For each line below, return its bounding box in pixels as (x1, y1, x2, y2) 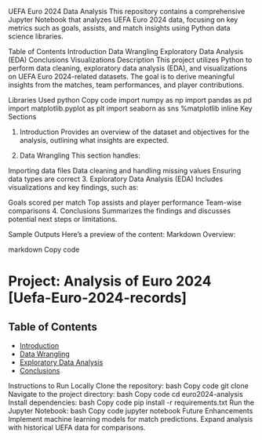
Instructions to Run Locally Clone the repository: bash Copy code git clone (8, 381, 249, 391)
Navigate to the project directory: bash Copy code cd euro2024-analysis (8, 390, 243, 398)
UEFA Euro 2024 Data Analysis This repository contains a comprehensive (8, 7, 246, 16)
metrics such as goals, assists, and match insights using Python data (8, 24, 231, 32)
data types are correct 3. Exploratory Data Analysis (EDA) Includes (8, 174, 224, 184)
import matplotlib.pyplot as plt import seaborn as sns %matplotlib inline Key (8, 104, 253, 113)
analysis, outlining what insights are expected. (19, 136, 169, 144)
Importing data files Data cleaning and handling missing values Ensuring (8, 166, 242, 175)
